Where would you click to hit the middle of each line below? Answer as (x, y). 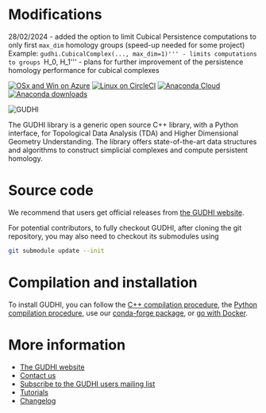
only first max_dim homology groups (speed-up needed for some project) (127, 44)
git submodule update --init (56, 250)
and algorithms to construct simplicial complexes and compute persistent (128, 150)
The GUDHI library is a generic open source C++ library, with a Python (123, 124)
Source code (51, 191)
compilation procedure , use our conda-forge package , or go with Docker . (128, 313)
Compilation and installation (103, 282)
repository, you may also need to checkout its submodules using (114, 236)
